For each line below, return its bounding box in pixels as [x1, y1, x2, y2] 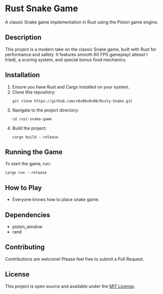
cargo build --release [12, 135, 59, 139]
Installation [5, 71, 40, 79]
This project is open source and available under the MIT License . [5, 283, 136, 289]
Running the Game [5, 148, 62, 156]
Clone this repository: [12, 89, 56, 95]
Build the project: [12, 125, 47, 131]
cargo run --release [5, 170, 47, 175]
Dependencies [5, 211, 50, 219]
